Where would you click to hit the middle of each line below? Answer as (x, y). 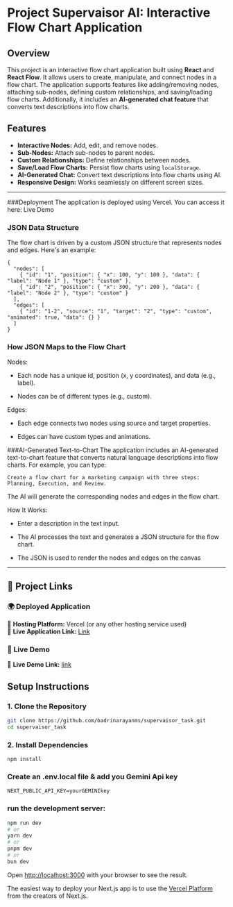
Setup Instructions (48, 687)
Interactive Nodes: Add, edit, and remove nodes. (87, 145)
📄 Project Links (40, 586)
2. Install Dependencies (48, 744)
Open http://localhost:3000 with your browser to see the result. (98, 875)
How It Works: (27, 510)
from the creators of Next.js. (48, 896)
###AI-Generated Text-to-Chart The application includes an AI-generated (113, 450)
